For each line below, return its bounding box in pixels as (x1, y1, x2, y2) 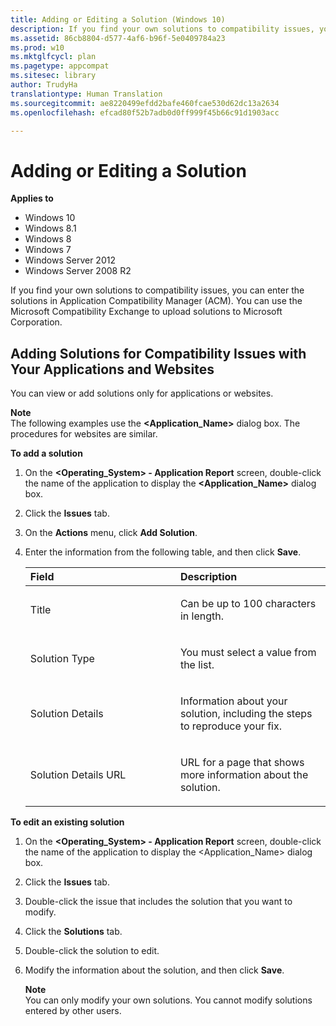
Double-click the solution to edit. (24, 945, 160, 957)
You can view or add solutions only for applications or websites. (10, 387, 274, 400)
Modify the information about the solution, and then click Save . (24, 964, 285, 976)
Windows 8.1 (24, 222, 77, 235)
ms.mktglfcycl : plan (10, 52, 97, 62)
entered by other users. (24, 1005, 122, 1017)
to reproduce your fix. (179, 719, 282, 733)
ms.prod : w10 (10, 42, 65, 53)
